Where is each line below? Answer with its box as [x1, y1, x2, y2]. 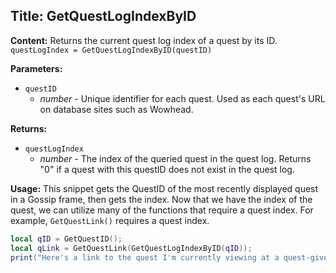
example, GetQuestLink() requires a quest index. [10, 214, 210, 226]
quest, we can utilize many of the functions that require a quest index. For [10, 204, 314, 216]
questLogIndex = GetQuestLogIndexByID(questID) [10, 45, 213, 55]
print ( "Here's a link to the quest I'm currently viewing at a [10, 252, 280, 263]
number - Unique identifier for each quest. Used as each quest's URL [39, 92, 326, 104]
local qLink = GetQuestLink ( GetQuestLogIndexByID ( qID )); [10, 243, 253, 253]
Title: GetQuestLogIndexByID [10, 8, 197, 25]
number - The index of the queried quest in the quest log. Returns [39, 152, 312, 164]
